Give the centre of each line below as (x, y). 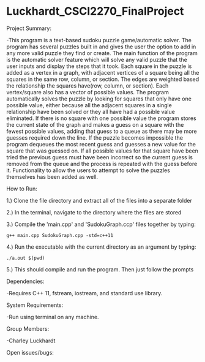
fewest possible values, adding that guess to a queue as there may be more (102, 131)
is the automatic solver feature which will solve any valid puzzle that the (97, 59)
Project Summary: (29, 28)
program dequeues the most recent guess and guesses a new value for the (101, 144)
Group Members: (28, 328)
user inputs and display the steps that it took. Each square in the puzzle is (99, 66)
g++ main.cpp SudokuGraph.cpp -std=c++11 (60, 235)
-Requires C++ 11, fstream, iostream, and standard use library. (84, 293)
